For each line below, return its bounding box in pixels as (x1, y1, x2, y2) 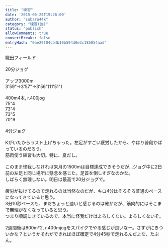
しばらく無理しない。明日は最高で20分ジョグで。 (5, 176, 108, 182)
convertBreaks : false (5, 36, 51, 41)
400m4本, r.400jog (5, 95, 45, 101)
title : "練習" (5, 7, 34, 13)
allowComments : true (5, 31, 49, 36)
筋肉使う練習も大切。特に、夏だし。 (5, 152, 80, 158)
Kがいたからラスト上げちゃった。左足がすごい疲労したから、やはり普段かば (5, 139, 162, 145)
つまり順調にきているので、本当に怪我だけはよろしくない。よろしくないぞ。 (5, 213, 164, 219)
